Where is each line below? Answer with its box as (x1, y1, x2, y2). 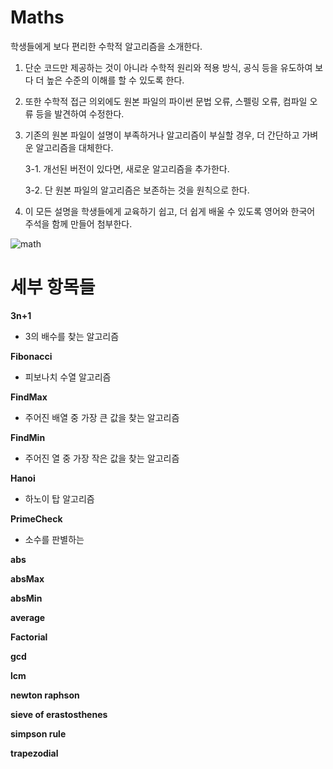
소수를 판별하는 (24, 533, 85, 545)
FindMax (10, 391, 48, 403)
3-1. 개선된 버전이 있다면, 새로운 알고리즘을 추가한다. (24, 162, 230, 175)
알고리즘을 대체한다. (35, 141, 114, 153)
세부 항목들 (10, 276, 96, 299)
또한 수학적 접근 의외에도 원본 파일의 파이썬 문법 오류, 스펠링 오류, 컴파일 (24, 95, 308, 107)
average (10, 611, 46, 623)
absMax (10, 572, 45, 585)
